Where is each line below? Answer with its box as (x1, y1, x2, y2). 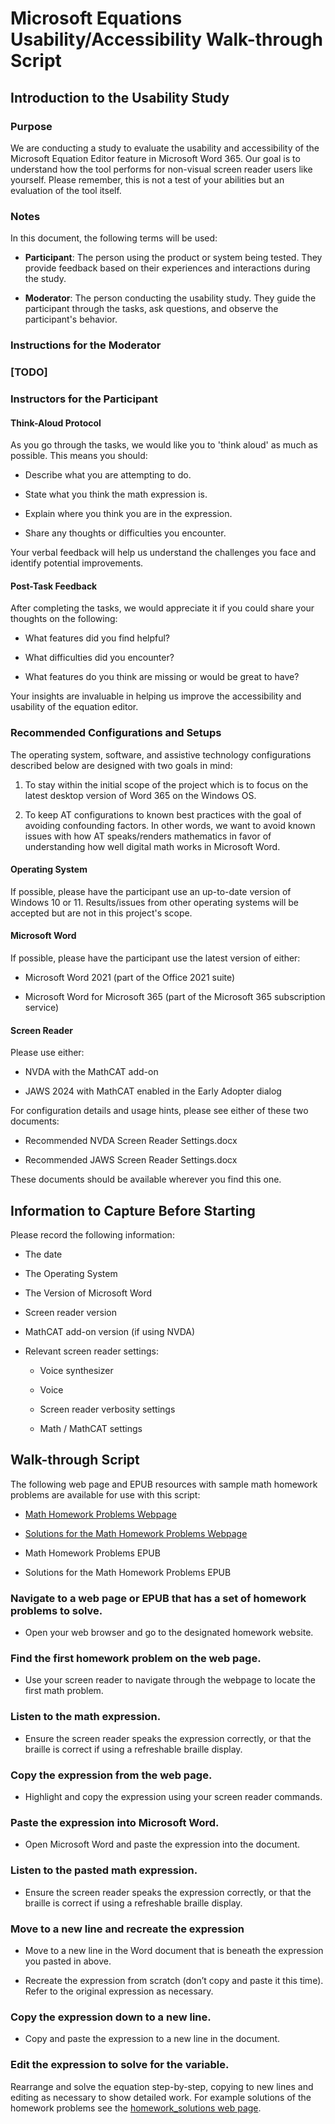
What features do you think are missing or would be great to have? (24, 671, 300, 683)
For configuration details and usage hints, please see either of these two (10, 1105, 309, 1117)
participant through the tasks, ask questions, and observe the (24, 303, 279, 315)
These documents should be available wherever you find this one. (10, 1173, 282, 1186)
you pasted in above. (24, 1955, 112, 1967)
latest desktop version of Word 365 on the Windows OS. (24, 789, 257, 801)
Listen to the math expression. (10, 1710, 162, 1724)
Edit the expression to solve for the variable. (10, 2058, 230, 2072)
